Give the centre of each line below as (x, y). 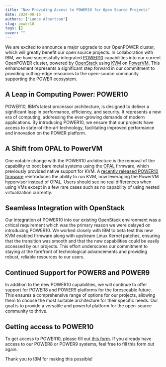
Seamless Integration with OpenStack (65, 208)
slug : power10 (20, 24)
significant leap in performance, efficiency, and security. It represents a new (83, 112)
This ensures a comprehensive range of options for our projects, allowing (80, 295)
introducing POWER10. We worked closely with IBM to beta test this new (79, 231)
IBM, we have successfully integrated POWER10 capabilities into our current (83, 58)
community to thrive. (26, 311)
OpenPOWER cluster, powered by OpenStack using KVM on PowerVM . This (83, 63)
